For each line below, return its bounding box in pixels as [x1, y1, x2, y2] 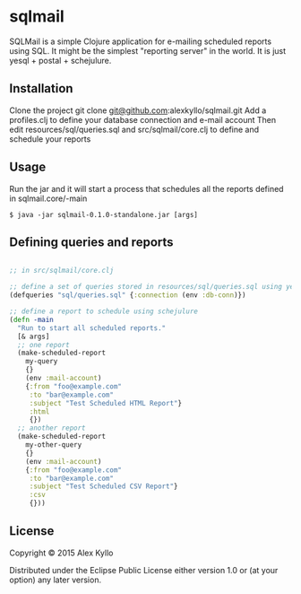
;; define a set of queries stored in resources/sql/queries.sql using [9, 283, 282, 292]
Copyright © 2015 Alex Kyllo [9, 547, 114, 558]
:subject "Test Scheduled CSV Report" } [29, 482, 178, 491]
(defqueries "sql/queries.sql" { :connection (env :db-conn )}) [9, 291, 246, 300]
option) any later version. [9, 574, 101, 585]
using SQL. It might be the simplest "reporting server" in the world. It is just [9, 45, 287, 56]
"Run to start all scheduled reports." [17, 323, 167, 333]
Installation [9, 81, 73, 96]
